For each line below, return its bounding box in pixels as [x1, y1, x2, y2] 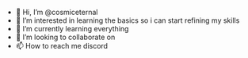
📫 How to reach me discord [15, 42, 109, 50]
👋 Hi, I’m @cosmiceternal [15, 8, 98, 16]
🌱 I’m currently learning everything [15, 24, 129, 33]
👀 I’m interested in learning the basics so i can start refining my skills [15, 16, 240, 25]
